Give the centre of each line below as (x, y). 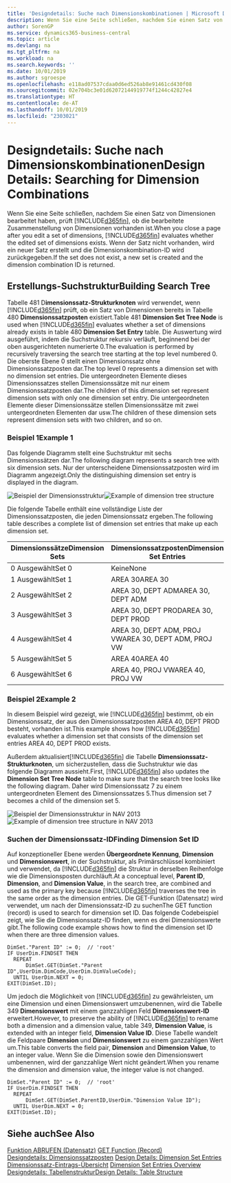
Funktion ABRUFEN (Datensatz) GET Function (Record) (85, 1150)
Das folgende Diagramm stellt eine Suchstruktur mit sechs (89, 453)
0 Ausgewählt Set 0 (41, 568)
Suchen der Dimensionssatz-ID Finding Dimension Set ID (103, 839)
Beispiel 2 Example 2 (42, 699)
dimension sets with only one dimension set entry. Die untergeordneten (108, 398)
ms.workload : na (30, 59)
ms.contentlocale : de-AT (43, 103)
